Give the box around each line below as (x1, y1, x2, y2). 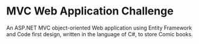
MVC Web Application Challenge (6, 4, 174, 18)
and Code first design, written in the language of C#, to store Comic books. (6, 30, 193, 37)
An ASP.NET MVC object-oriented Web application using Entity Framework (6, 24, 192, 31)
